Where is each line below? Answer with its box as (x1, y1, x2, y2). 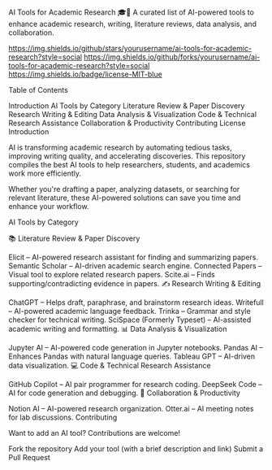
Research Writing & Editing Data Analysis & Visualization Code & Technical (8, 110, 257, 119)
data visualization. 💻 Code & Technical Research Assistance (8, 361, 211, 370)
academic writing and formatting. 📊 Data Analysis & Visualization (8, 324, 227, 333)
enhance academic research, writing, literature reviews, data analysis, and (8, 20, 257, 28)
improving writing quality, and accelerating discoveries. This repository (8, 151, 246, 161)
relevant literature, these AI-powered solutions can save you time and (8, 193, 241, 202)
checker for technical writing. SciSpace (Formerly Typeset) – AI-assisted (8, 315, 252, 324)
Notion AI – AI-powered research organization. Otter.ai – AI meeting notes (8, 404, 254, 413)
